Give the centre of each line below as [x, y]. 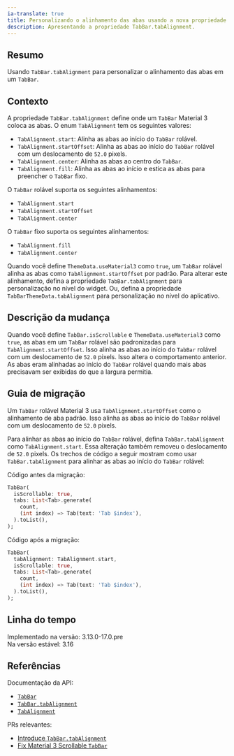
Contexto [28, 101]
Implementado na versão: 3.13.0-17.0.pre [65, 637]
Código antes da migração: [46, 474]
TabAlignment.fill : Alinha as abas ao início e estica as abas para [111, 169]
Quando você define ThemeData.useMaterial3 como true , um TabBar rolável [115, 266]
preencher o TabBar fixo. [52, 176]
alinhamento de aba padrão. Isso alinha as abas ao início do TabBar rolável [114, 418]
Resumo [25, 55]
